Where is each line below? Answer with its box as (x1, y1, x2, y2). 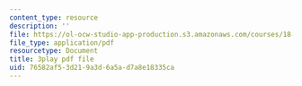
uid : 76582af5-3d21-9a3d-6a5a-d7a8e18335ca (9, 64, 175, 73)
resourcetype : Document (9, 47, 99, 56)
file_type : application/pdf (9, 38, 115, 47)
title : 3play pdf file (9, 55, 94, 64)
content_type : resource (9, 13, 99, 22)
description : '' (9, 21, 70, 30)
